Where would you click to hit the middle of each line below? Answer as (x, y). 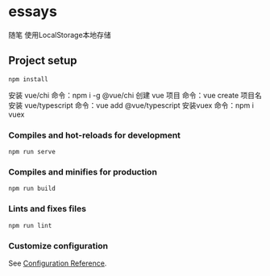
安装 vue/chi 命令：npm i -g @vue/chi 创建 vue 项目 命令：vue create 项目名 (135, 95)
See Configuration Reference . (58, 263)
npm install (28, 79)
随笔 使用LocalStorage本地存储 (60, 35)
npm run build (32, 189)
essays (33, 12)
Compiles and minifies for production (83, 171)
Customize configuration (58, 245)
